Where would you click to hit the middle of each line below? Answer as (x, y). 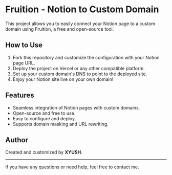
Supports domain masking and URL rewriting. (60, 124)
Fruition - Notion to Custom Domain (82, 9)
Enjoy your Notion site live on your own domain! (63, 79)
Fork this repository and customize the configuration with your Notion (86, 57)
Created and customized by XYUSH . (44, 152)
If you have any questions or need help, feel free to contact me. (72, 167)
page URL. (24, 63)
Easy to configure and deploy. (44, 118)
